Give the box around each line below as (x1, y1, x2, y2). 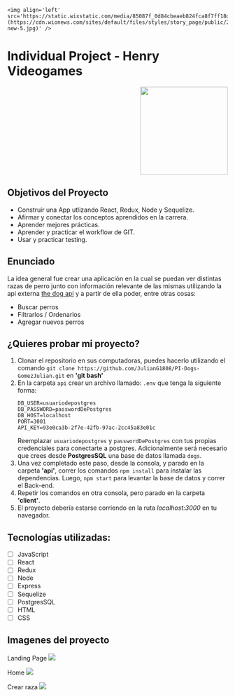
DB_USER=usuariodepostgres (17, 400, 97, 407)
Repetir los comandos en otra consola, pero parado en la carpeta (17, 489, 205, 497)
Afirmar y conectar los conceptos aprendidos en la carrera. (17, 212, 189, 221)
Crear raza (7, 682, 38, 691)
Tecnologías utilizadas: (7, 532, 111, 543)
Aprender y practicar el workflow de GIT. (17, 228, 135, 236)
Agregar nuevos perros (17, 318, 85, 326)
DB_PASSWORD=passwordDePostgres (17, 406, 112, 413)
